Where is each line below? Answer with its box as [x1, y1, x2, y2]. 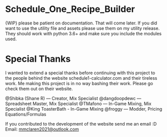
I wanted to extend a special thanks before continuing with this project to [5, 70, 155, 76]
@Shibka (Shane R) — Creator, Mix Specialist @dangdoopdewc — [5, 95, 141, 101]
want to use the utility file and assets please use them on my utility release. [5, 25, 160, 31]
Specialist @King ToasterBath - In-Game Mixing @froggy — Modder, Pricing [5, 106, 162, 112]
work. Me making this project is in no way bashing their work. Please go [5, 80, 153, 86]
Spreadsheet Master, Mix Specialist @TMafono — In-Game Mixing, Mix [5, 101, 151, 107]
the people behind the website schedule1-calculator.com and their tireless [5, 75, 157, 81]
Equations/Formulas [5, 111, 46, 117]
